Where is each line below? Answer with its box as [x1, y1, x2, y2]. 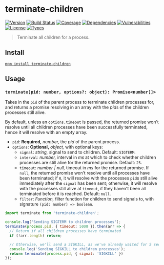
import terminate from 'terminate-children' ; [5, 211, 99, 216]
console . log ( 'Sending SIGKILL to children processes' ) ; [9, 246, 125, 251]
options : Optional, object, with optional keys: [12, 144, 103, 150]
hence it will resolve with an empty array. [5, 130, 88, 135]
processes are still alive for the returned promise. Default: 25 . [19, 160, 143, 166]
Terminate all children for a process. [17, 34, 90, 40]
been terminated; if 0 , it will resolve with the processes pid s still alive [19, 175, 158, 181]
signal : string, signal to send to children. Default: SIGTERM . [19, 149, 136, 155]
